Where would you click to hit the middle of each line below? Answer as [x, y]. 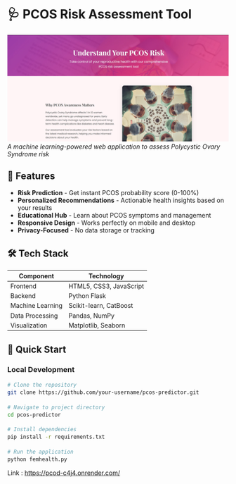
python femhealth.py [38, 459]
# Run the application [40, 452]
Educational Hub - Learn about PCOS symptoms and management [114, 216]
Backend [23, 296]
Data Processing [34, 316]
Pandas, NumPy [91, 316]
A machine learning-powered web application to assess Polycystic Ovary [114, 147]
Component [37, 275]
